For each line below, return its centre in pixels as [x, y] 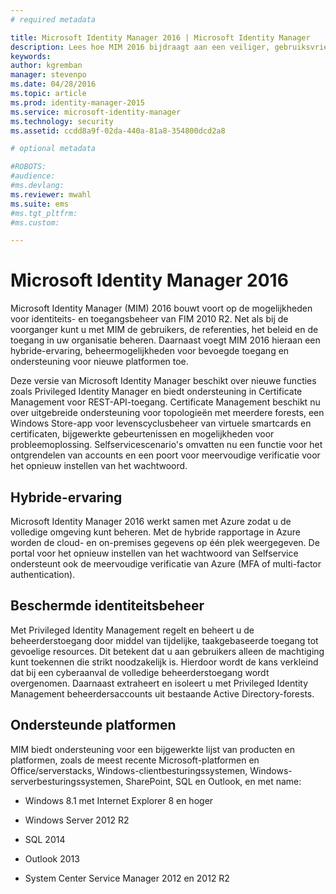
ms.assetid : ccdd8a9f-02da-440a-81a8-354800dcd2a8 [118, 131]
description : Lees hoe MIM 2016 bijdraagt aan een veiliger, [140, 47]
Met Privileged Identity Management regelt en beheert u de [132, 630]
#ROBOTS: [28, 167]
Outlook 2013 [52, 858]
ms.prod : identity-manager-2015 [77, 102]
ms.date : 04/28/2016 [53, 84]
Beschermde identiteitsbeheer [107, 606]
